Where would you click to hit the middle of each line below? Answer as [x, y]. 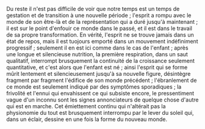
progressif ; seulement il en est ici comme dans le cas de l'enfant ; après [97, 48]
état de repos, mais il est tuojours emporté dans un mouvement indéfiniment [102, 41]
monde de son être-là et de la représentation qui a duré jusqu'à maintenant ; [102, 22]
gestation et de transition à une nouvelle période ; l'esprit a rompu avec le [99, 15]
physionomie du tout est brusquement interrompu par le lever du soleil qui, [100, 113]
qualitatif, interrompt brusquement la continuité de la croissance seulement [101, 61]
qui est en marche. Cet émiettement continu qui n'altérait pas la [86, 106]
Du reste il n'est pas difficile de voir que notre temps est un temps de [93, 9]
